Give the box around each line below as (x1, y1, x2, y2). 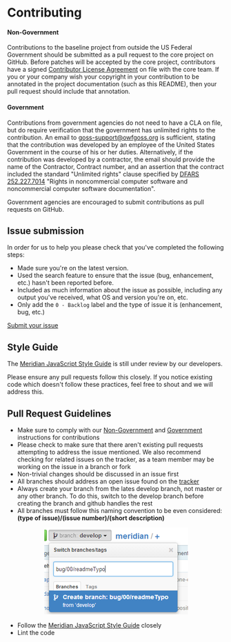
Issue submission (7, 225, 85, 237)
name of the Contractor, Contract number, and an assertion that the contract (7, 162, 224, 170)
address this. (7, 388, 44, 396)
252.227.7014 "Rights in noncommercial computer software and (7, 177, 188, 185)
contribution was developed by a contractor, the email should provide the (7, 155, 215, 163)
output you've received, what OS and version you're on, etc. (17, 293, 188, 301)
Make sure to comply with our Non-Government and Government (17, 426, 203, 434)
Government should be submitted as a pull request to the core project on (7, 50, 214, 59)
